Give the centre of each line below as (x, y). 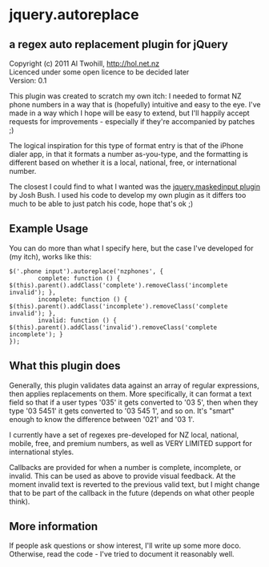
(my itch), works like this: (50, 256)
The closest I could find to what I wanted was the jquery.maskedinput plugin (135, 187)
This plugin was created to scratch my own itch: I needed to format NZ (126, 96)
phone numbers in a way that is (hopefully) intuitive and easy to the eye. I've (135, 105)
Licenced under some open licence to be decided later (99, 72)
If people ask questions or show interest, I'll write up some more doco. (125, 545)
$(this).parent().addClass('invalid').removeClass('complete (113, 327)
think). (20, 501)
